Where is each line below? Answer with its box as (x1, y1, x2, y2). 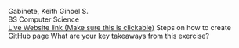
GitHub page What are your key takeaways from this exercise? (8, 31, 210, 40)
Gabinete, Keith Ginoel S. (8, 7, 89, 15)
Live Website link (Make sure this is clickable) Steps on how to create (8, 23, 231, 32)
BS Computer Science (8, 15, 80, 24)
